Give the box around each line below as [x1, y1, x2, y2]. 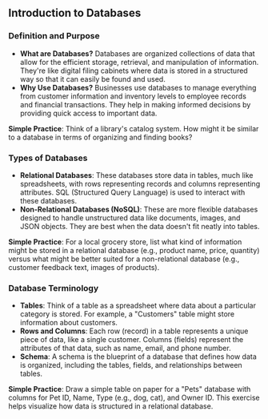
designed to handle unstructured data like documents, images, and [19, 212, 241, 223]
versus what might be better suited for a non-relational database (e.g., [8, 254, 240, 264]
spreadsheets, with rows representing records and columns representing [19, 179, 261, 188]
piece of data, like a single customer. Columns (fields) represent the [19, 335, 244, 344]
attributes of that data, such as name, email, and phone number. [19, 344, 231, 353]
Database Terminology [8, 282, 99, 293]
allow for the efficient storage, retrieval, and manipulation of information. [19, 57, 259, 66]
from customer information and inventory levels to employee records [19, 91, 246, 101]
